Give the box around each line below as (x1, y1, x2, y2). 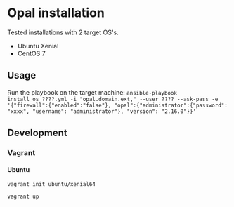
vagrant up (7, 193, 39, 201)
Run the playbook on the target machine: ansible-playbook (7, 88, 178, 96)
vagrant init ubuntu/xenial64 (7, 181, 96, 188)
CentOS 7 (17, 49, 46, 58)
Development (7, 127, 68, 139)
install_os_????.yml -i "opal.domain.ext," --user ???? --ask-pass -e (7, 95, 219, 102)
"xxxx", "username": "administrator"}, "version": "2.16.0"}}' (7, 107, 197, 115)
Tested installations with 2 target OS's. (7, 28, 119, 36)
